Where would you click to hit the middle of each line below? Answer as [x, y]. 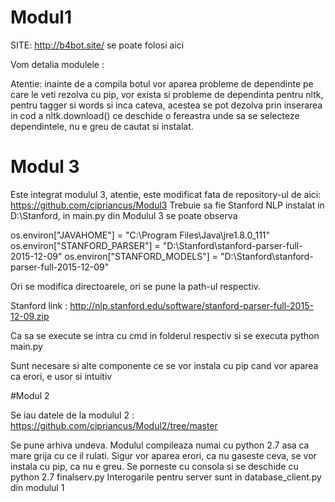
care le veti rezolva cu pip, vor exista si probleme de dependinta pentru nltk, [167, 94]
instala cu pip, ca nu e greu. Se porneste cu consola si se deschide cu [154, 466]
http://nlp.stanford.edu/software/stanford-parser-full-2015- [191, 305]
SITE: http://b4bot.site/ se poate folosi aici [97, 45]
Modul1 [41, 17]
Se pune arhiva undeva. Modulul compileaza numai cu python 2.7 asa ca [160, 445]
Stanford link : [39, 305]
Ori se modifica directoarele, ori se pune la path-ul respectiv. [135, 286]
